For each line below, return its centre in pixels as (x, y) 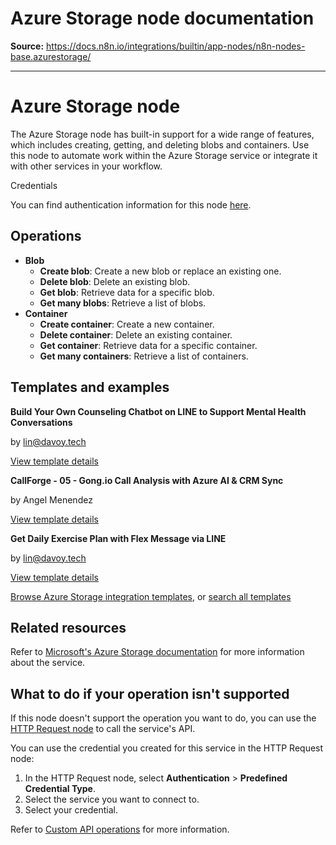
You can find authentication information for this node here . (131, 204)
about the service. (48, 663)
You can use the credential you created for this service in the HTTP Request (167, 748)
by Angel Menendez (51, 499)
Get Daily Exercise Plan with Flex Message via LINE (118, 538)
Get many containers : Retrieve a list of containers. (144, 356)
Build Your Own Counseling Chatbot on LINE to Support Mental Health (158, 411)
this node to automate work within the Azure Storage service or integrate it (164, 155)
